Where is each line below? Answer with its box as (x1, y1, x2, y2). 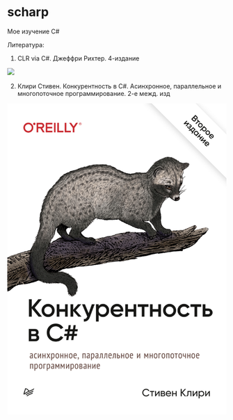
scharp (7, 4, 49, 20)
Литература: (7, 40, 45, 49)
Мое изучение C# (7, 27, 60, 35)
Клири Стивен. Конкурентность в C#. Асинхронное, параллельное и (17, 81, 222, 90)
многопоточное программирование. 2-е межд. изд (17, 89, 170, 97)
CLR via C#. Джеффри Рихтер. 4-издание (17, 54, 140, 63)
